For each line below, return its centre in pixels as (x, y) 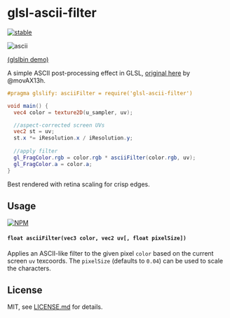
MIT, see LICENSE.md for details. (55, 307)
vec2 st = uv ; (34, 132)
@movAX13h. (26, 80)
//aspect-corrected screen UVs (59, 125)
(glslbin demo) (28, 59)
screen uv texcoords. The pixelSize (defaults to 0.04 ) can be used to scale (115, 261)
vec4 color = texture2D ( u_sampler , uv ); (73, 112)
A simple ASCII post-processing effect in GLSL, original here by (99, 73)
